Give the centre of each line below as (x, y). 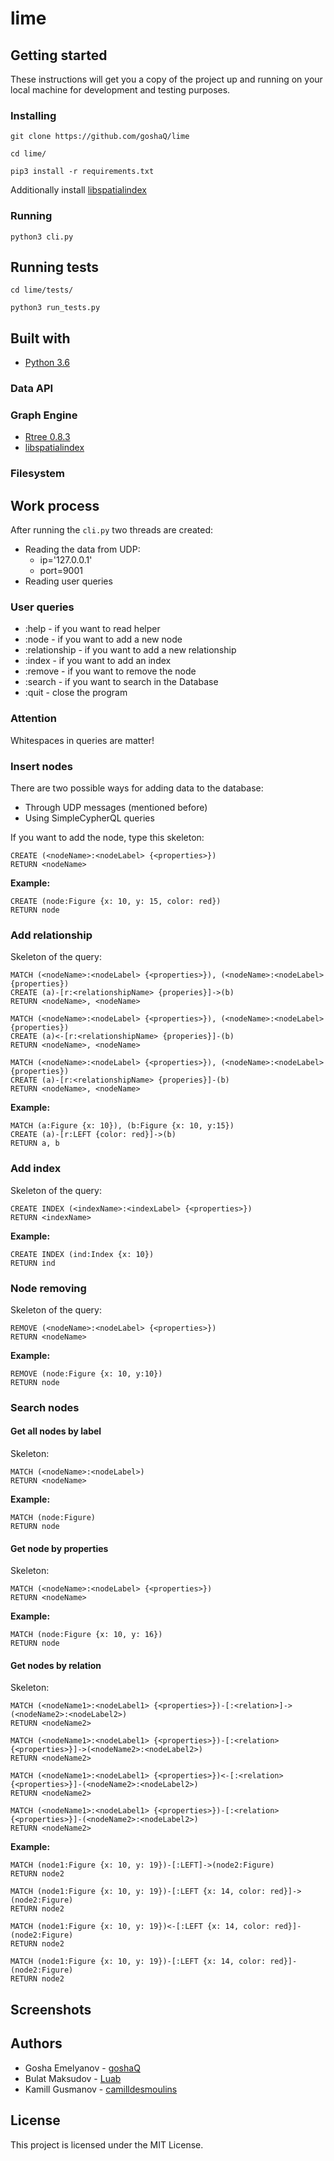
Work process (55, 505)
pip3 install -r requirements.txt (82, 172)
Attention (33, 719)
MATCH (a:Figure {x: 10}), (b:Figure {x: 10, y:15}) (122, 1126)
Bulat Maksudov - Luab (73, 2078)
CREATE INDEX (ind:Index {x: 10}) (82, 1254)
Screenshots (51, 2009)
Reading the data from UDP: (82, 549)
